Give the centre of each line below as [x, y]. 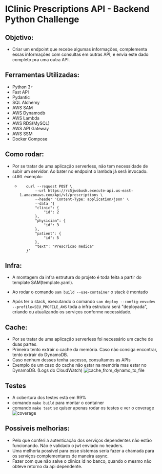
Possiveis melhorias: [37, 429]
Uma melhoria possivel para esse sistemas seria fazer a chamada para [83, 450]
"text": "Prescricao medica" [64, 246]
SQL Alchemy [26, 102]
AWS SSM [22, 134]
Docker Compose [30, 139]
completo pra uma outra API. [41, 59]
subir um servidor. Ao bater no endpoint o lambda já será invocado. [80, 171]
